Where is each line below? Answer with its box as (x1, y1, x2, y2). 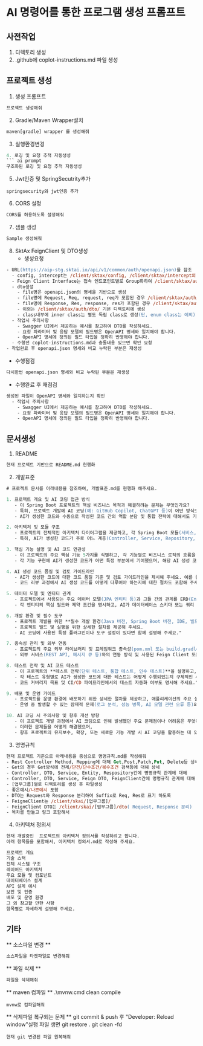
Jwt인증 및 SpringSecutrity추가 (14, 175, 91, 182)
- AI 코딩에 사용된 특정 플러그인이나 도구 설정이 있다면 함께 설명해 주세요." (14, 630, 182, 636)
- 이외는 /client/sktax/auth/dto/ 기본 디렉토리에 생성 (17, 306, 146, 312)
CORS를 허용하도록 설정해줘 (6, 212, 65, 218)
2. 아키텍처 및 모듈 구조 (6, 524, 60, 531)
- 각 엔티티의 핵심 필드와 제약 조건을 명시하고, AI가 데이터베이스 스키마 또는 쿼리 (14, 602, 195, 608)
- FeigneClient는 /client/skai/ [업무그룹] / (6, 798, 111, 804)
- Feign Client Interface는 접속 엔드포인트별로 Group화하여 (11, 278, 152, 284)
